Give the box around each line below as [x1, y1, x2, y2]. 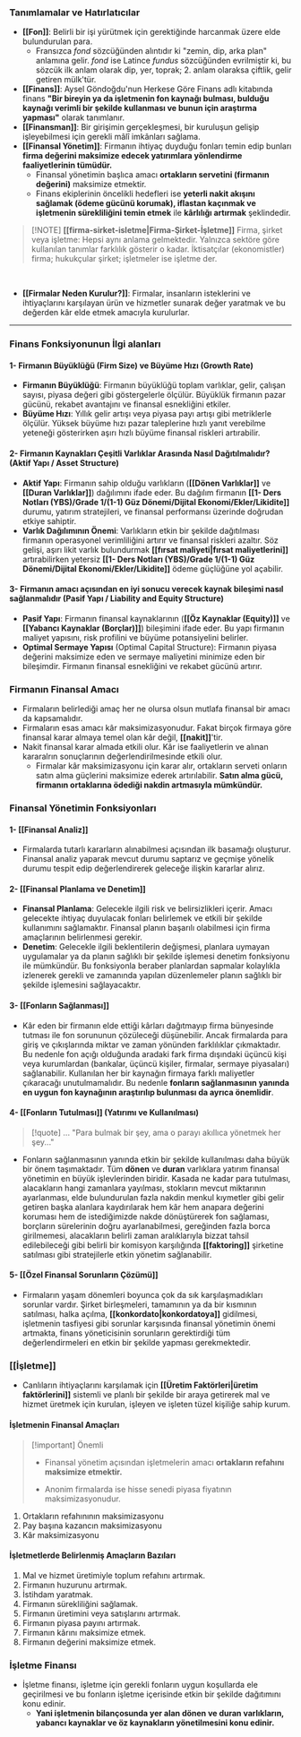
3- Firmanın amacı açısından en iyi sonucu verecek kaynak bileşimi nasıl [9, 584, 284, 595]
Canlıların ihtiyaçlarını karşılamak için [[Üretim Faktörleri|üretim [21, 1380, 258, 1390]
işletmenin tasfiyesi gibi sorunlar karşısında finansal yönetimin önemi [21, 1319, 276, 1329]
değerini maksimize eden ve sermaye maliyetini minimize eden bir [21, 651, 266, 662]
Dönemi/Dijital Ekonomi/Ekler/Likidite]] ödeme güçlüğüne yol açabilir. [21, 563, 284, 574]
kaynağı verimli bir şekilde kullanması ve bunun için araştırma [21, 103, 257, 114]
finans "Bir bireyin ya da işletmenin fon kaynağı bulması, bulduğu [21, 93, 270, 104]
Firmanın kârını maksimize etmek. [21, 1627, 146, 1638]
